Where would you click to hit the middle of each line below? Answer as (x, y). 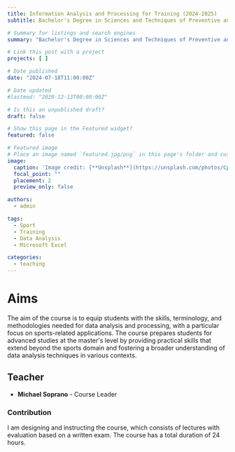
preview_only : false (43, 187)
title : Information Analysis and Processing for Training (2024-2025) (112, 14)
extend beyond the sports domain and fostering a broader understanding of (116, 348)
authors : (20, 200)
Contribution (29, 412)
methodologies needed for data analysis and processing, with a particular (113, 325)
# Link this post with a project (56, 52)
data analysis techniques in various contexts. (72, 355)
